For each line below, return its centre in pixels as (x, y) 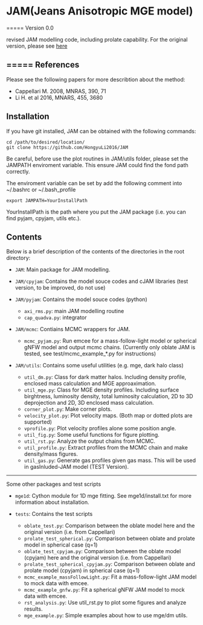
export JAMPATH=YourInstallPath (47, 200)
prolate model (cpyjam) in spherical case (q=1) (82, 571)
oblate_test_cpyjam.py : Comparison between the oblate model (102, 551)
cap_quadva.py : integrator (55, 317)
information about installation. (52, 503)
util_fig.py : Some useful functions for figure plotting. (92, 435)
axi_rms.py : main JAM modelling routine (74, 311)
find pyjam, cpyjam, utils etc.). (44, 218)
